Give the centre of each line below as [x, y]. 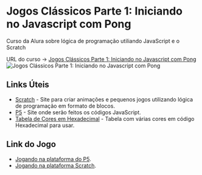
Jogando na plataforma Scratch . [55, 165]
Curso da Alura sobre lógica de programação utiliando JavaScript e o [93, 41]
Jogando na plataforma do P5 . [53, 159]
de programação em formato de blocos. [65, 106]
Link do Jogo [31, 144]
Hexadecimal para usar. [45, 125]
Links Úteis [28, 85]
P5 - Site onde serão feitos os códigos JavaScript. [78, 112]
